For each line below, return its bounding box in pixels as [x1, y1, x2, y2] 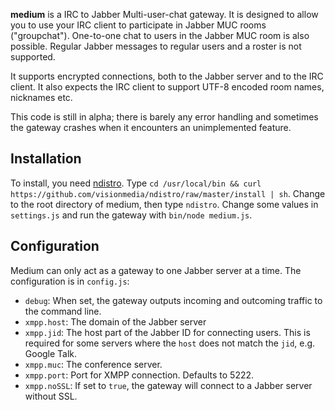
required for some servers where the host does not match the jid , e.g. [24, 337, 316, 349]
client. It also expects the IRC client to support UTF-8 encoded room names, [10, 81, 325, 93]
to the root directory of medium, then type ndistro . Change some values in [10, 198, 319, 210]
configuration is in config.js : [10, 275, 130, 287]
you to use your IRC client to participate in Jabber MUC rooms [10, 19, 267, 31]
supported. [10, 51, 56, 63]
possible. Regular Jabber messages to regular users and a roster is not [10, 40, 302, 52]
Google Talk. [24, 347, 78, 359]
